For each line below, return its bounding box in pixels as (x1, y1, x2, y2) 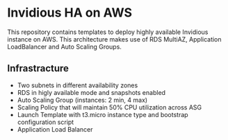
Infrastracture (7, 62, 70, 74)
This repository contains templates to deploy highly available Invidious (7, 28, 209, 36)
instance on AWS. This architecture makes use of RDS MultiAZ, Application (7, 35, 222, 43)
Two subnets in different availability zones (17, 81, 138, 89)
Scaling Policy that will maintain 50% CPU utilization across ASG (17, 103, 202, 112)
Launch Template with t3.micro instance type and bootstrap (17, 110, 189, 119)
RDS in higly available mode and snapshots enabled (17, 88, 165, 96)
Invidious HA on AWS (7, 5, 133, 21)
